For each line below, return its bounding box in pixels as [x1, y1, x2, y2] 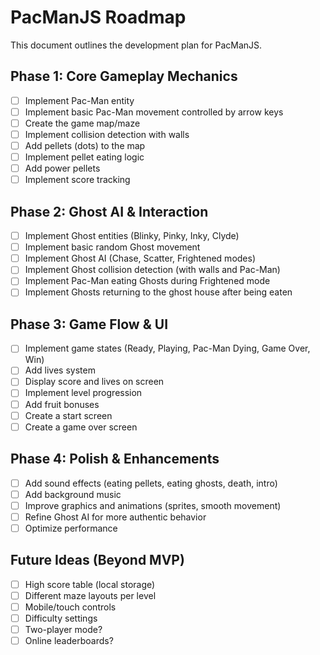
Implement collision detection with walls [24, 128, 190, 140]
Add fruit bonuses [24, 398, 100, 410]
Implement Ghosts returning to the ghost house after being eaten [24, 286, 293, 298]
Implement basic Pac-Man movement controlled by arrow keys [24, 106, 284, 118]
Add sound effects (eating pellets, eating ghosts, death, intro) [24, 477, 278, 489]
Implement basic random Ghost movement [24, 241, 201, 253]
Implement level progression [24, 387, 143, 399]
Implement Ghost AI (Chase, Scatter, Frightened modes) [24, 252, 257, 265]
